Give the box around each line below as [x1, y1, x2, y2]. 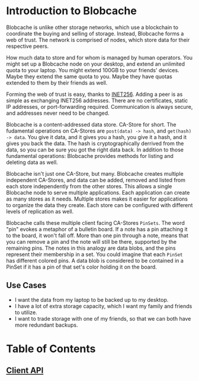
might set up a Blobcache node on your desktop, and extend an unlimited [6, 60, 185, 67]
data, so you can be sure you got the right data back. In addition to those [6, 146, 184, 153]
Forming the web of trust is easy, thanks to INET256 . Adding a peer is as [6, 91, 183, 98]
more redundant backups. [14, 321, 78, 328]
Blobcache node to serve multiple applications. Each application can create [6, 189, 190, 196]
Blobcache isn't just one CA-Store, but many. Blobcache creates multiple [6, 170, 184, 177]
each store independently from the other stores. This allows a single [6, 182, 172, 190]
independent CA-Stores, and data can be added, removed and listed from [6, 176, 185, 183]
